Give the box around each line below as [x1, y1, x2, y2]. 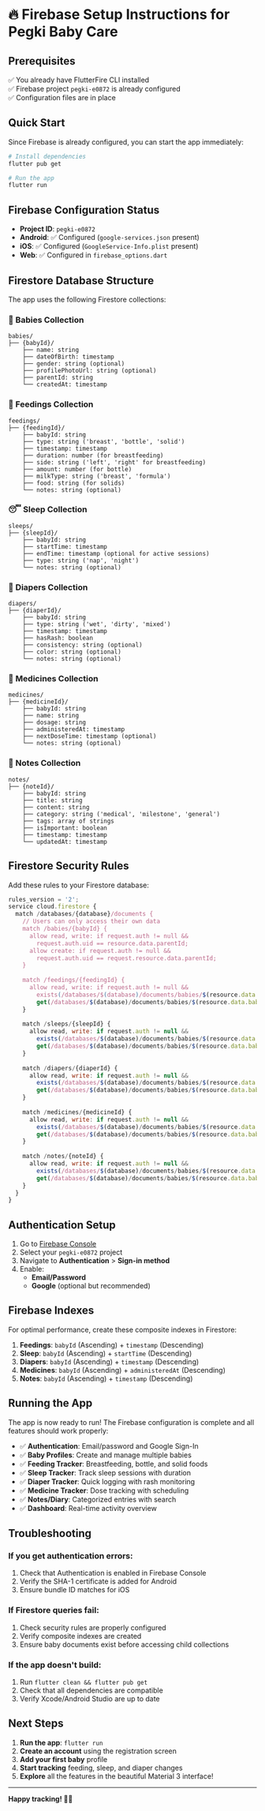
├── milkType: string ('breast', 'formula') [22, 472, 171, 480]
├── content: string [22, 803, 90, 811]
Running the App [8, 1397, 93, 1410]
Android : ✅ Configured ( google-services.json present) [19, 233, 200, 242]
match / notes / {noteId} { [22, 1153, 104, 1160]
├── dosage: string [22, 718, 87, 727]
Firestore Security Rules [8, 859, 129, 873]
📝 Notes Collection [8, 758, 81, 769]
